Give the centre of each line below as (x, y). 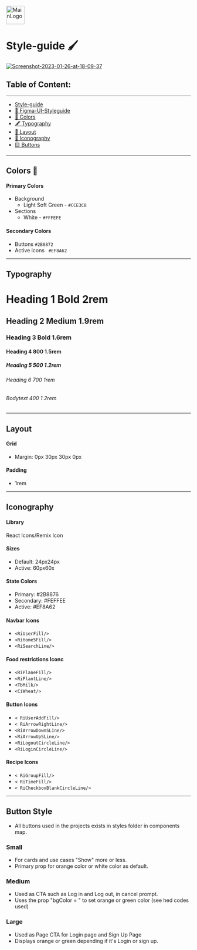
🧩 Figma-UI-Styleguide (42, 110)
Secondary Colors (29, 231)
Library (15, 522)
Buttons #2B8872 (34, 244)
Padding (17, 470)
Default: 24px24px (37, 562)
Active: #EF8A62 (35, 607)
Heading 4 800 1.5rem (34, 351)
